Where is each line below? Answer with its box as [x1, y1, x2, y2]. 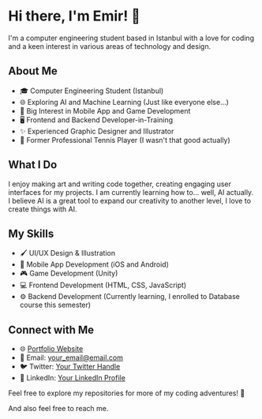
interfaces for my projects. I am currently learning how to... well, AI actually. [8, 187, 254, 196]
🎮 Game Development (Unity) [19, 268, 118, 279]
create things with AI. [8, 204, 77, 214]
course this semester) [19, 300, 92, 310]
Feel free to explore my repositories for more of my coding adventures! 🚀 [8, 388, 245, 398]
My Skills [8, 226, 54, 240]
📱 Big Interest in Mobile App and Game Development [19, 106, 191, 115]
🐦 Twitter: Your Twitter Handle [19, 362, 121, 372]
